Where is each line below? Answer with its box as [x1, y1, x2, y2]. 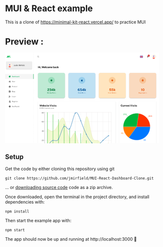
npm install [5, 209, 29, 214]
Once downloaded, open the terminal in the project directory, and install [5, 193, 150, 200]
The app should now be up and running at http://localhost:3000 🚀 [5, 236, 137, 242]
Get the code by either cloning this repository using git [5, 166, 115, 171]
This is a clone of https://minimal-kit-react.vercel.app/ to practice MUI [5, 19, 146, 25]
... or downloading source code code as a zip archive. [5, 184, 113, 190]
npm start [5, 228, 25, 232]
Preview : [5, 36, 44, 47]
